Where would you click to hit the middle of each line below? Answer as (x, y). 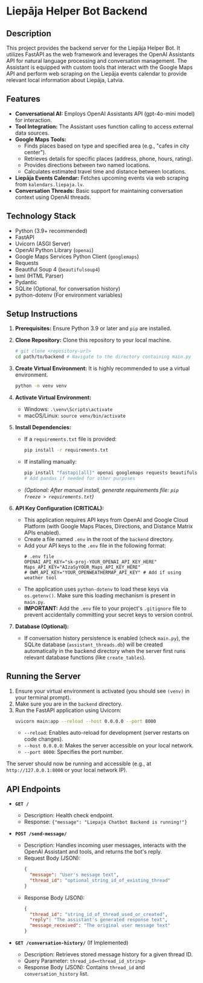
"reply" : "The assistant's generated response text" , (98, 920)
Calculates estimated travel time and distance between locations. (105, 171)
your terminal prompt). (43, 697)
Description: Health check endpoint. (69, 816)
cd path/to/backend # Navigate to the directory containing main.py (103, 357)
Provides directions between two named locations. (87, 165)
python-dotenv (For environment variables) (69, 295)
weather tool (40, 578)
